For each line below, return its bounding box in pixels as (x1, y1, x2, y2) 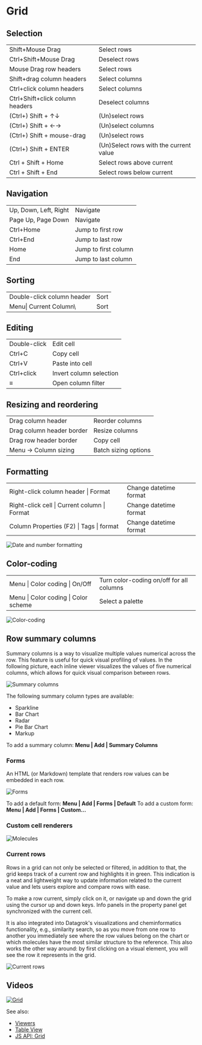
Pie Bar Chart (14, 723, 48, 730)
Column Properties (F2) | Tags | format (9, 522, 119, 531)
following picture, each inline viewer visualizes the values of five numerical (6, 662, 191, 670)
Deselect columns (98, 98, 150, 106)
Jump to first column (75, 245, 133, 253)
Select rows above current (98, 159, 173, 166)
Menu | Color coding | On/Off (9, 579, 92, 588)
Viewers (14, 1020, 35, 1027)
